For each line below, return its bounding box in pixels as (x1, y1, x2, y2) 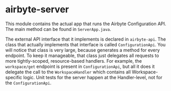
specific (5, 74, 23, 80)
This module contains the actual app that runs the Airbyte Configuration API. (5, 21, 166, 27)
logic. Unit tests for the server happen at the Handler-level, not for (23, 74, 163, 80)
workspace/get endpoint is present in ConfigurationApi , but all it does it (5, 63, 155, 69)
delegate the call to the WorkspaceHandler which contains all (5, 68, 131, 75)
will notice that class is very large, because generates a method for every (5, 47, 160, 53)
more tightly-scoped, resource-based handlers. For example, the (5, 58, 142, 64)
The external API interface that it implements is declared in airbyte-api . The (5, 36, 166, 42)
